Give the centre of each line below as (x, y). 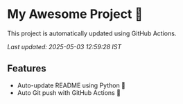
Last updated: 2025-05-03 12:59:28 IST (64, 46)
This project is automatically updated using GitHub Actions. (92, 33)
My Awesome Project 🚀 (75, 14)
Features (27, 69)
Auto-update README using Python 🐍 (71, 85)
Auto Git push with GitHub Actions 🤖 (69, 92)
